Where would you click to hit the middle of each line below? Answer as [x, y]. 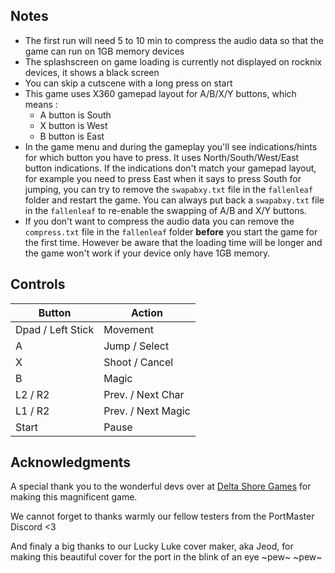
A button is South [75, 115]
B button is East [72, 136]
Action [146, 312]
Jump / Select [136, 346]
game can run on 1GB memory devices [104, 51]
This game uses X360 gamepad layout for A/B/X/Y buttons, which [160, 93]
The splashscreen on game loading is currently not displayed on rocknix [173, 61]
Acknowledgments [71, 462]
